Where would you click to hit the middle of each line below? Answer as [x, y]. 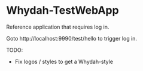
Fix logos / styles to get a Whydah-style [64, 61]
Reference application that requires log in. [58, 27]
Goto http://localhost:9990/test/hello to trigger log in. [72, 38]
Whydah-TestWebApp [63, 10]
